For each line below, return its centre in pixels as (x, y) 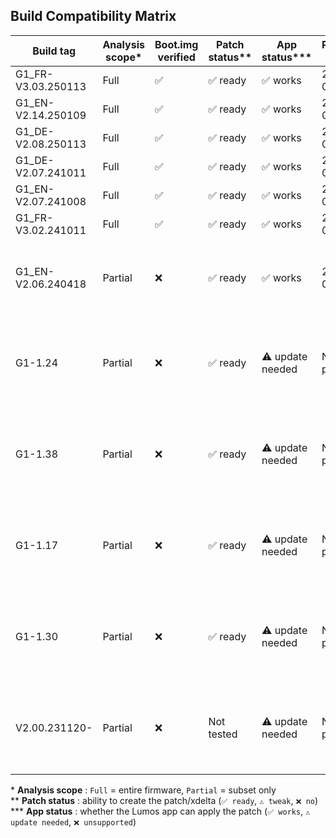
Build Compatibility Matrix (93, 16)
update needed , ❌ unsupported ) (73, 821)
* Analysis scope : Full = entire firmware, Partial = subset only (143, 790)
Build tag (54, 51)
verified (176, 57)
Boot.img (176, 44)
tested (223, 734)
